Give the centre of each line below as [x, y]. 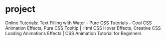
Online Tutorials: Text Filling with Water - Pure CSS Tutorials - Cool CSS [79, 23]
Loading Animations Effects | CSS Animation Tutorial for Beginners [74, 33]
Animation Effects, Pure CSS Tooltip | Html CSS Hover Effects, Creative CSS [83, 28]
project [20, 9]
